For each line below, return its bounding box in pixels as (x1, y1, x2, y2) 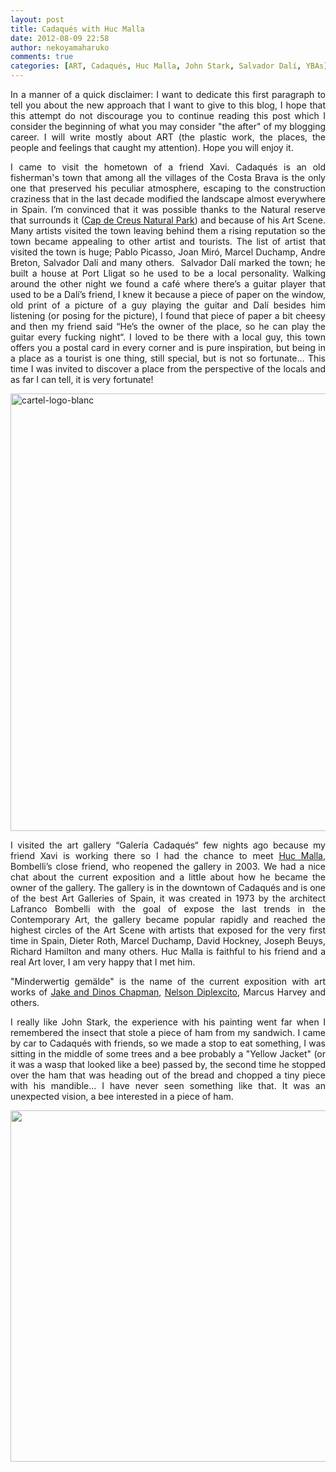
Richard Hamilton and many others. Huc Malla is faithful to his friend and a (10, 946, 326, 957)
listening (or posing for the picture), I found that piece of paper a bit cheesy (10, 310, 326, 321)
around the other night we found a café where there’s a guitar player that (10, 278, 326, 290)
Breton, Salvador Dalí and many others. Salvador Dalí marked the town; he (10, 257, 326, 268)
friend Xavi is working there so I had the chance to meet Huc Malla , (10, 850, 326, 861)
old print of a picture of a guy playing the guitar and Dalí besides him (10, 299, 326, 311)
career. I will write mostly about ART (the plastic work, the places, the (10, 131, 326, 143)
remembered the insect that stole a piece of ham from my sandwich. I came (10, 1027, 326, 1038)
